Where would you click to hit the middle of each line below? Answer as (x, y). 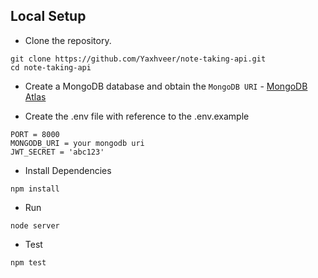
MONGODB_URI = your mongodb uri (77, 143)
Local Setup (48, 16)
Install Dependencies (68, 170)
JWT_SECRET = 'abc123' (57, 152)
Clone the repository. (68, 40)
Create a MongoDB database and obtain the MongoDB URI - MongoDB (166, 86)
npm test (28, 262)
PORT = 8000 (35, 134)
